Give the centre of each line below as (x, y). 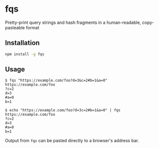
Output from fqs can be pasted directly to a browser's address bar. (72, 141)
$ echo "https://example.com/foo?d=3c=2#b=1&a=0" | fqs (63, 111)
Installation (22, 43)
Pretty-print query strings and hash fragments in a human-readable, (73, 22)
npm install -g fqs (25, 54)
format (33, 27)
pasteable (15, 27)
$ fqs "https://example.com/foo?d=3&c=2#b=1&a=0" (56, 81)
